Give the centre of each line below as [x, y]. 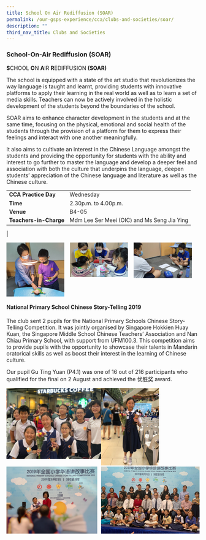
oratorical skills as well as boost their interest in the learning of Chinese [97, 354]
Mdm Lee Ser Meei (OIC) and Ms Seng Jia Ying [129, 220]
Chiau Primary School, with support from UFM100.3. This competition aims [101, 341]
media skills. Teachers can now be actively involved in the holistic [90, 99]
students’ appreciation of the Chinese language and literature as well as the [102, 175]
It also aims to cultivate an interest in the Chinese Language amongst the [98, 149]
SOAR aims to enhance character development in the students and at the [98, 118]
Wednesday [85, 195]
